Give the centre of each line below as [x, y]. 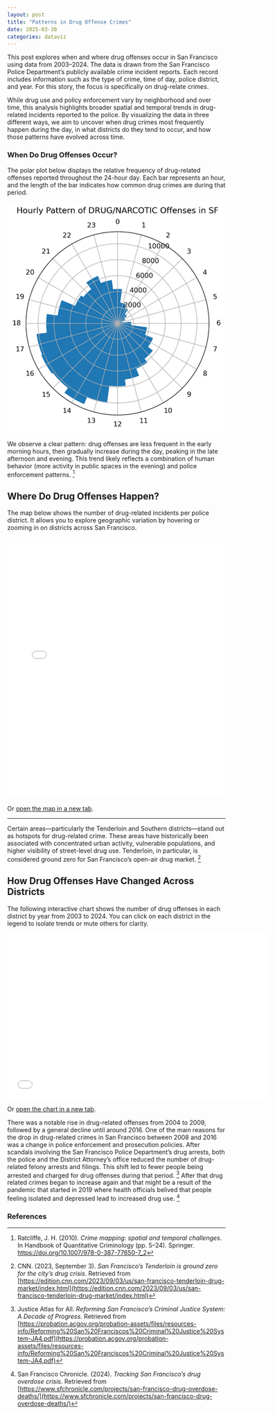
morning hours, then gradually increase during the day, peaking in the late [113, 451]
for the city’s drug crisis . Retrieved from [74, 1274]
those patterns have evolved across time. [66, 137]
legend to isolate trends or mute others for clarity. [78, 923]
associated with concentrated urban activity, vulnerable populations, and [111, 844]
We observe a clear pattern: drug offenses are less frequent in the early [109, 443]
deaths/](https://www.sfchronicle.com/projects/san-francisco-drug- [115, 1396]
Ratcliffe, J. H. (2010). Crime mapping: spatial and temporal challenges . [119, 1238]
